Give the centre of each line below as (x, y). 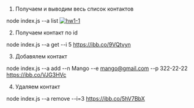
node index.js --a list (32, 21)
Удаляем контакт (38, 87)
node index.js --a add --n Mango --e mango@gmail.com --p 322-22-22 (97, 68)
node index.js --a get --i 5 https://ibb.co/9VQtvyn (69, 44)
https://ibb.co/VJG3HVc (36, 75)
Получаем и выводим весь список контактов (74, 9)
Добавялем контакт (41, 56)
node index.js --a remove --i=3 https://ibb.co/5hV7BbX (76, 98)
